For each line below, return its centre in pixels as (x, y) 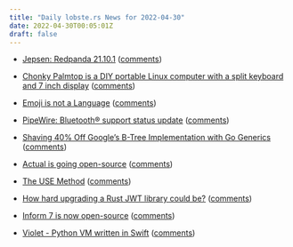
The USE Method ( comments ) (77, 181)
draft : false (33, 34)
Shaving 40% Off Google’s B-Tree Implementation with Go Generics (146, 138)
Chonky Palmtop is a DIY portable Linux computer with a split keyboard (153, 76)
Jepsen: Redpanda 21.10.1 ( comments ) (92, 60)
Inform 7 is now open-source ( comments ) (98, 216)
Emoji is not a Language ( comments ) (89, 103)
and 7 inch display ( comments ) (79, 86)
